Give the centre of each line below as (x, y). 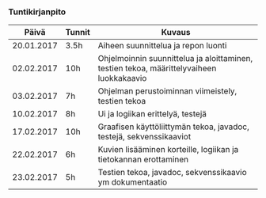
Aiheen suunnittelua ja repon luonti (162, 46)
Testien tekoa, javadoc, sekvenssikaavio (172, 173)
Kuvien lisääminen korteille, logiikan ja (168, 150)
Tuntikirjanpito (37, 12)
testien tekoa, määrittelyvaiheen (157, 68)
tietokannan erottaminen (143, 159)
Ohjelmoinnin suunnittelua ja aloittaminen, (175, 59)
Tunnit (78, 32)
